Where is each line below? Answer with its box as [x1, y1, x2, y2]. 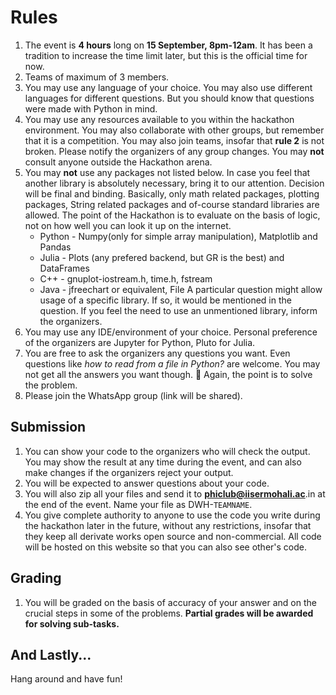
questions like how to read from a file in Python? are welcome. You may [24, 357, 321, 370]
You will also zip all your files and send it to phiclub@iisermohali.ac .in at [24, 487, 326, 500]
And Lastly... [10, 646, 92, 663]
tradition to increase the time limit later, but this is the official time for [24, 49, 308, 61]
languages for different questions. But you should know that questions [24, 92, 315, 104]
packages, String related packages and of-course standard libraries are [24, 198, 320, 210]
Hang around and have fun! [10, 673, 123, 685]
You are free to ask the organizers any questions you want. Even [24, 347, 291, 359]
